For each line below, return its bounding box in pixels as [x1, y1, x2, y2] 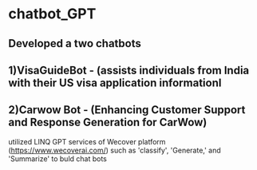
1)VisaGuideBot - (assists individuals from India [8, 63, 250, 77]
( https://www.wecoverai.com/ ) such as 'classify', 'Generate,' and [8, 145, 221, 155]
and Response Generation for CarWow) [8, 116, 208, 129]
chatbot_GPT [8, 5, 97, 23]
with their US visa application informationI [8, 76, 222, 89]
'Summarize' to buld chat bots [8, 153, 108, 164]
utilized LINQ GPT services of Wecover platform [8, 136, 166, 146]
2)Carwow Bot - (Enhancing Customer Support [8, 103, 246, 117]
